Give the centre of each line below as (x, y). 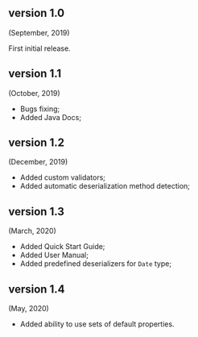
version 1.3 (36, 212)
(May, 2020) (29, 309)
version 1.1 (35, 74)
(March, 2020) (32, 231)
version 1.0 (37, 13)
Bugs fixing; (40, 109)
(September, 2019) (39, 32)
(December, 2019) (38, 162)
